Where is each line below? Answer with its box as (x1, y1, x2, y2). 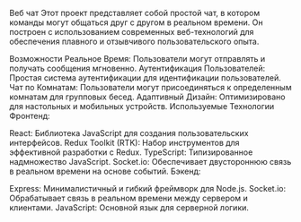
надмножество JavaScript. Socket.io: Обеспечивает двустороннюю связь (9, 157, 292, 166)
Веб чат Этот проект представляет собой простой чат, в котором (9, 8, 261, 18)
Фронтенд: (9, 111, 51, 121)
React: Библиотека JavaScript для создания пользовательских (9, 128, 249, 138)
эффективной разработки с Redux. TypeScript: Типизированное (9, 147, 253, 158)
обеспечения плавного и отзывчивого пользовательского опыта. (9, 36, 260, 47)
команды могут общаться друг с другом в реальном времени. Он (9, 17, 263, 28)
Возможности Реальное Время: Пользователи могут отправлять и (9, 54, 266, 64)
